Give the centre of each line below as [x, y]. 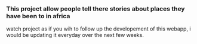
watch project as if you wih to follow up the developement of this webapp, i [98, 29]
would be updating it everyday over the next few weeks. [75, 35]
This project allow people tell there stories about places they [96, 9]
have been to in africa [38, 16]
